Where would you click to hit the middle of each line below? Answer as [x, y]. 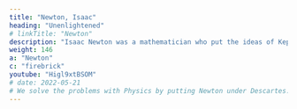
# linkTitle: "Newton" [51, 33]
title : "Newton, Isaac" [53, 17]
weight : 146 [31, 50]
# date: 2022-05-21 [45, 83]
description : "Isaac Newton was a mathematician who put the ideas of [142, 42]
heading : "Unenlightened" [57, 25]
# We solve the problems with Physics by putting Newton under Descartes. [150, 91]
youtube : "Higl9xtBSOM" [53, 75]
